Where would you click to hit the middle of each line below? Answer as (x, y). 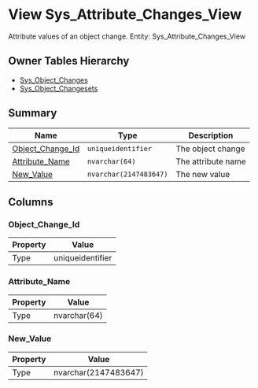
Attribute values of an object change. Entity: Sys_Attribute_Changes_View (127, 36)
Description (211, 135)
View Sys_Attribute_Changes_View (125, 15)
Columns (31, 202)
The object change (210, 149)
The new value (203, 174)
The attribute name (211, 161)
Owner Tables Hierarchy (69, 61)
